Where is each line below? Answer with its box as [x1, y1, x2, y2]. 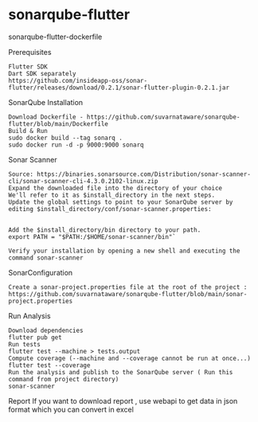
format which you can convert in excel [8, 404, 134, 414]
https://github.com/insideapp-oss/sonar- [8, 76, 148, 84]
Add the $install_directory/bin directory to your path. [8, 225, 201, 234]
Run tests [8, 340, 41, 348]
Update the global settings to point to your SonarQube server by [8, 197, 233, 206]
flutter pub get [8, 333, 62, 342]
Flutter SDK [8, 62, 48, 71]
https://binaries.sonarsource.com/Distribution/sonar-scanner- [37, 170, 251, 178]
